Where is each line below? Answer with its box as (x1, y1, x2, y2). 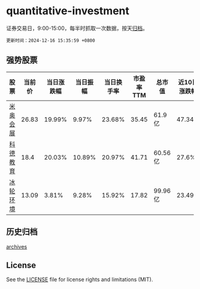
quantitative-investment (6, 4, 130, 18)
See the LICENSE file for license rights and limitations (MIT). (6, 276, 154, 283)
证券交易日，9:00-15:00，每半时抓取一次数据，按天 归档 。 (6, 24, 148, 32)
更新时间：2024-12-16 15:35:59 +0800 (6, 37, 95, 43)
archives (6, 243, 27, 250)
